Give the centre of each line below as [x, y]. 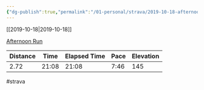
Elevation [145, 56]
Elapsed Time [85, 56]
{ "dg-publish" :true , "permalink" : [49, 12]
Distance [22, 56]
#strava [16, 81]
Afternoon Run [25, 41]
